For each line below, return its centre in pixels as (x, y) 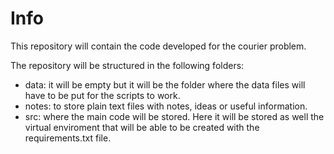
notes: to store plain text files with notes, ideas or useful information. (166, 106)
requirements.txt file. (68, 138)
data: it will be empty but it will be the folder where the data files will (165, 84)
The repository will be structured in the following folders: (127, 65)
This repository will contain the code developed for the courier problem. (158, 46)
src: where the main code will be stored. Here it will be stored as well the (174, 116)
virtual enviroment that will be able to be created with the (142, 127)
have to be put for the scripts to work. (102, 95)
